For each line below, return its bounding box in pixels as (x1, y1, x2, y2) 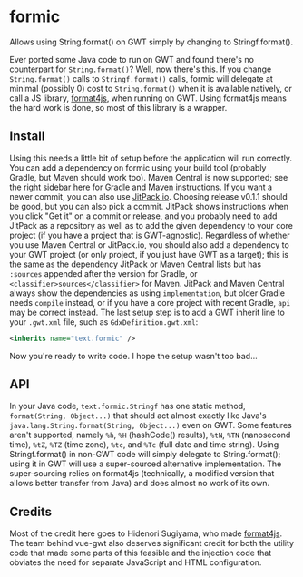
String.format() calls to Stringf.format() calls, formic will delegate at (9, 73, 274, 83)
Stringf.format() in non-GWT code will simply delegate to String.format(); (9, 449, 281, 460)
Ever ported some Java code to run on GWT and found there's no (9, 54, 254, 64)
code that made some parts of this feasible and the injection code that (9, 547, 272, 559)
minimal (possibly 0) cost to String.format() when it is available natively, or (9, 83, 293, 93)
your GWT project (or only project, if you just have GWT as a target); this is (9, 249, 288, 259)
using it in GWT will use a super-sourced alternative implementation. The (9, 458, 282, 469)
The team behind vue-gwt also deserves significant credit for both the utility (9, 538, 295, 549)
